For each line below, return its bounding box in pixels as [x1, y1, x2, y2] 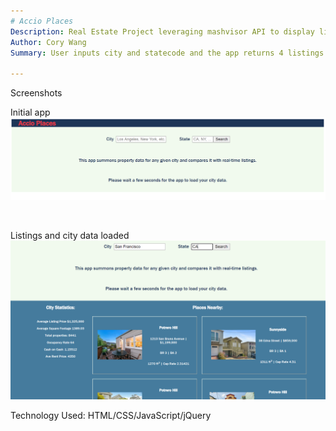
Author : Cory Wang [10, 37, 87, 47]
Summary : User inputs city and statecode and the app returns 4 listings [10, 48, 325, 58]
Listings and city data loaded [10, 229, 130, 241]
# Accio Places [10, 16, 74, 26]
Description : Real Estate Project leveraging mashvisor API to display [10, 26, 315, 37]
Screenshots [10, 87, 63, 99]
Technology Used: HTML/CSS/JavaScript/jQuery [10, 409, 212, 421]
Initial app [10, 106, 51, 119]
